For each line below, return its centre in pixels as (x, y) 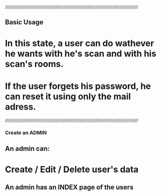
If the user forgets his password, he (78, 86)
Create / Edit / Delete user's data (72, 169)
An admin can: (27, 149)
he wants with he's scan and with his (81, 53)
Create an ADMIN (26, 133)
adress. (21, 107)
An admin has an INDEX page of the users (69, 187)
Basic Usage (24, 22)
